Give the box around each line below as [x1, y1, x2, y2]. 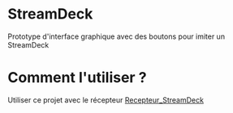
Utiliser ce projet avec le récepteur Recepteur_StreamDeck [7, 94, 205, 105]
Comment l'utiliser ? [7, 69, 147, 87]
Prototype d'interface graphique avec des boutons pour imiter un [7, 31, 225, 41]
